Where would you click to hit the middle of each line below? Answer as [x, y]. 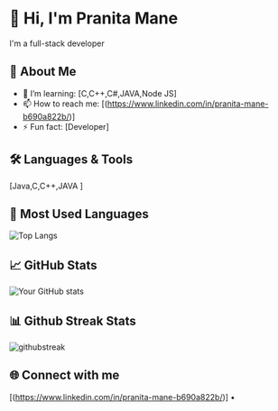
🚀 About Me [43, 72]
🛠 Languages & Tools [71, 160]
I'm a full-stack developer [57, 43]
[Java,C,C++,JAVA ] [46, 186]
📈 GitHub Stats [53, 265]
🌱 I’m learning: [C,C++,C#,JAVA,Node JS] [100, 93]
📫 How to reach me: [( [65, 104]
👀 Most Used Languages [79, 214]
